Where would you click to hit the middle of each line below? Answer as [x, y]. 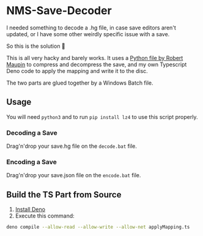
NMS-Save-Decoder [59, 11]
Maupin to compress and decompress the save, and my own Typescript [97, 64]
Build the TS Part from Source [64, 195]
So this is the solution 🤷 [36, 46]
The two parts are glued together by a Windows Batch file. [80, 83]
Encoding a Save [31, 162]
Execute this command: [45, 216]
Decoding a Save [32, 132]
